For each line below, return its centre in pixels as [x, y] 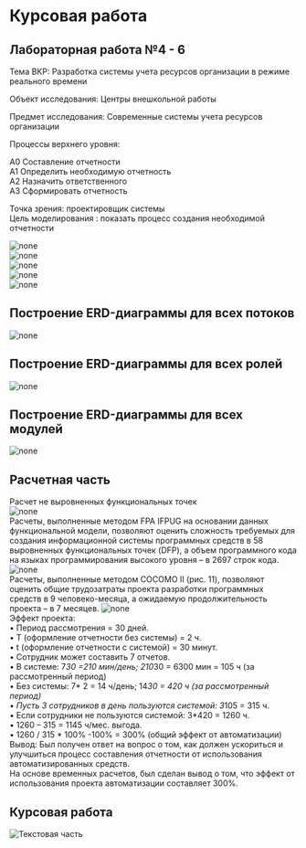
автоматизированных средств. [70, 764]
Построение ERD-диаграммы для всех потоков [152, 313]
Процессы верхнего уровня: [65, 144]
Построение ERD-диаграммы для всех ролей [146, 364]
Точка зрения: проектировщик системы [87, 208]
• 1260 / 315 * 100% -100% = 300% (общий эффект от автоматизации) [146, 735]
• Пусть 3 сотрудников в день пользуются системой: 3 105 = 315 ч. [139, 705]
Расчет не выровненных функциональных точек [104, 502]
